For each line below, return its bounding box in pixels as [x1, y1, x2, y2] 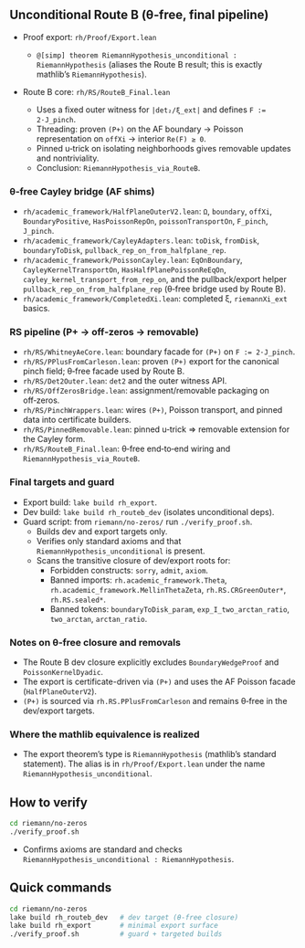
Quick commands [9, 880, 112, 896]
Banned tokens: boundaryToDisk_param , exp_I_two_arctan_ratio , [49, 603, 290, 615]
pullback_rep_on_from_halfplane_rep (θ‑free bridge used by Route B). [22, 283, 286, 295]
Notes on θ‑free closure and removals [9, 636, 181, 648]
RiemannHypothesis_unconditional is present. [36, 545, 205, 556]
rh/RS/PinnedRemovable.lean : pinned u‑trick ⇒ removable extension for [22, 424, 290, 435]
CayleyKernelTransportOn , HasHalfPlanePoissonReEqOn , [22, 264, 226, 275]
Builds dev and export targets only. [36, 525, 168, 537]
